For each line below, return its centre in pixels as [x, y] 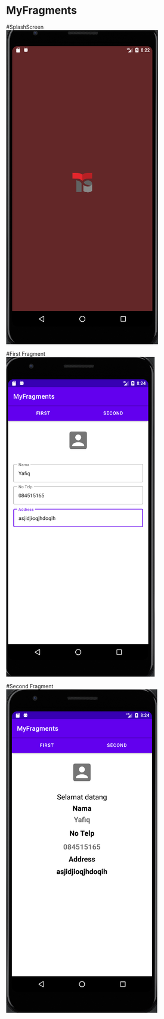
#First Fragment [26, 353]
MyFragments [42, 10]
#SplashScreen [25, 27]
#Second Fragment [30, 686]
